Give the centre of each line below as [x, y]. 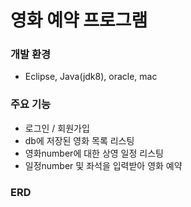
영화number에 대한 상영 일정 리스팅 [94, 153]
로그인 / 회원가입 [57, 128]
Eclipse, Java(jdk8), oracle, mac [91, 77]
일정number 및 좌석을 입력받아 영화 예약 [103, 165]
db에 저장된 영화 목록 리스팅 [79, 140]
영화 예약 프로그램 [79, 20]
